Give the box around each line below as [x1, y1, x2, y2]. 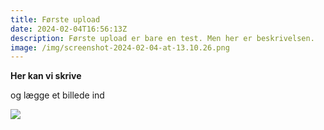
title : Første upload [10, 14, 101, 25]
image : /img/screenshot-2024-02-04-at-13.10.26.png [10, 42, 230, 53]
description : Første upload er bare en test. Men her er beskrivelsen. [10, 33, 315, 43]
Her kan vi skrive [10, 70, 82, 82]
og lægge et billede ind [10, 89, 105, 101]
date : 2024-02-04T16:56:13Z [10, 24, 128, 34]
